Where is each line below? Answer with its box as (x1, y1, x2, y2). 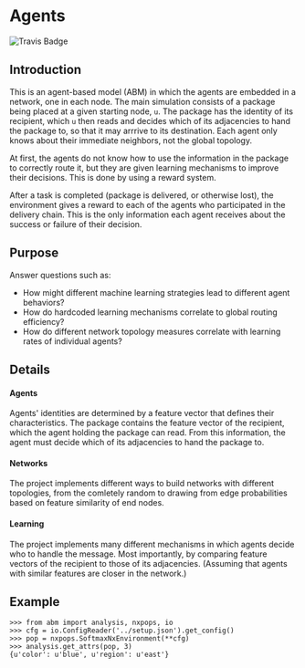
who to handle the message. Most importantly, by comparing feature (9, 548, 268, 559)
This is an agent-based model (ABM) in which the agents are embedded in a (9, 86, 297, 97)
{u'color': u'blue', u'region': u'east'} (9, 650, 170, 660)
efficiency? (22, 316, 65, 327)
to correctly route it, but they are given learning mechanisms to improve (9, 162, 279, 173)
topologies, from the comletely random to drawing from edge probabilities (9, 487, 288, 498)
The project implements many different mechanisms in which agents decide (9, 538, 295, 549)
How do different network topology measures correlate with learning (22, 326, 281, 337)
